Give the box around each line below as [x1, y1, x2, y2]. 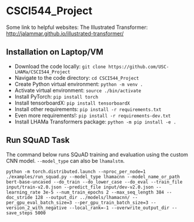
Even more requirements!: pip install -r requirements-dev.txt [14, 112, 171, 119]
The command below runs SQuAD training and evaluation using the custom [6, 151, 188, 158]
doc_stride [6, 194, 33, 200]
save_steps [6, 210, 33, 216]
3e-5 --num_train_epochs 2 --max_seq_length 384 [43, 189, 165, 195]
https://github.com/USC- [108, 64, 169, 70]
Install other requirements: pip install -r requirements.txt [14, 105, 162, 113]
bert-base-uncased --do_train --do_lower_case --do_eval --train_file [6, 179, 183, 185]
